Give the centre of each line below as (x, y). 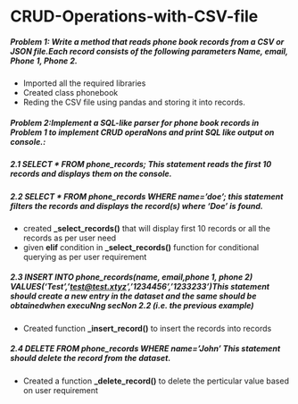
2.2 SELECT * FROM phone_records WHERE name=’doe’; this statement (147, 196)
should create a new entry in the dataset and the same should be (133, 296)
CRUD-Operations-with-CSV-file (134, 17)
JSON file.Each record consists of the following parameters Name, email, (149, 51)
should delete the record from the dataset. (91, 358)
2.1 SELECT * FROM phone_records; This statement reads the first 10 (141, 164)
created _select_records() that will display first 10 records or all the (147, 228)
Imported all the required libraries (84, 83)
